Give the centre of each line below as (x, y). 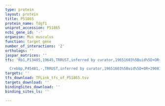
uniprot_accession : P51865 (33, 28)
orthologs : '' (20, 51)
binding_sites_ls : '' (27, 91)
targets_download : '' (27, 82)
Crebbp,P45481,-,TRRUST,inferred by (47, 69)
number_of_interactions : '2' (35, 46)
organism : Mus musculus (29, 37)
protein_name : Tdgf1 (26, 23)
